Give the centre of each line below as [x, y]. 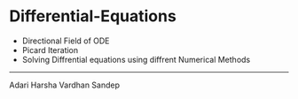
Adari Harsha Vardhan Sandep [65, 85]
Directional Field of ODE [66, 41]
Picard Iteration [50, 49]
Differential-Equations [93, 16]
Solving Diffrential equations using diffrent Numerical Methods [136, 59]
